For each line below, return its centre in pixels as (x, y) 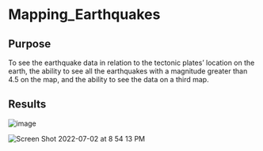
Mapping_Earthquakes (84, 15)
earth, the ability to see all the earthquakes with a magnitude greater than (128, 71)
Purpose (30, 44)
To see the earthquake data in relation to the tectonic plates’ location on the (131, 62)
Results (27, 104)
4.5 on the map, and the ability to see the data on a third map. (109, 79)
